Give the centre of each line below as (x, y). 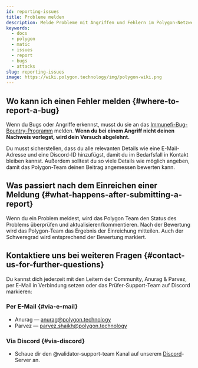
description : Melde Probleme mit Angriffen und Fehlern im (80, 22)
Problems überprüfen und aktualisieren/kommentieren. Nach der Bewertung (98, 224)
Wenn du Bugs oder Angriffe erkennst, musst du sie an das (78, 124)
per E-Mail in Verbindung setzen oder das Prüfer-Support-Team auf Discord (98, 285)
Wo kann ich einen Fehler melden (68, 101)
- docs (19, 34)
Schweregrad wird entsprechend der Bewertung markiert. (76, 237)
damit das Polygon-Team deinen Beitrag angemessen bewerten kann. (91, 167)
